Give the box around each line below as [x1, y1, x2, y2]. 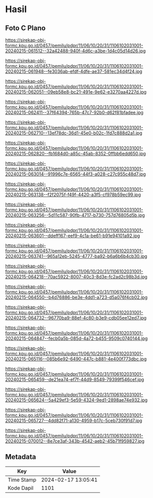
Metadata [5, 452, 36, 461]
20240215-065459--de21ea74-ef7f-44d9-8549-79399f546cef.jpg [5, 377, 144, 382]
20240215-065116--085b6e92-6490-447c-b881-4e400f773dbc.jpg [5, 356, 147, 362]
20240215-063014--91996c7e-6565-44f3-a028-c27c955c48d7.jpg [5, 171, 146, 177]
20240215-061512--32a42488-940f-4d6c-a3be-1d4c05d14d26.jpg [5, 48, 146, 54]
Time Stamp [8, 476, 37, 483]
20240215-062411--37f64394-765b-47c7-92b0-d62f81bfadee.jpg [5, 110, 143, 115]
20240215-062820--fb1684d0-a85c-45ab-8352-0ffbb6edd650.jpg [5, 151, 146, 156]
